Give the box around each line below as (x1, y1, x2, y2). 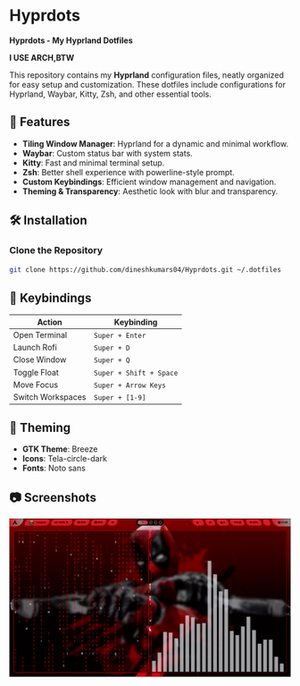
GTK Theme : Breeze (21, 444, 98, 454)
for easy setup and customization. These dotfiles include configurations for (9, 79, 286, 89)
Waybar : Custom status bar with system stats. (21, 148, 194, 158)
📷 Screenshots (9, 489, 96, 505)
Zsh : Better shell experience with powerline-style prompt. (21, 166, 235, 177)
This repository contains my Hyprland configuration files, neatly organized (9, 69, 284, 80)
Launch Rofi (12, 342, 58, 353)
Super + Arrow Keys (93, 381, 167, 390)
